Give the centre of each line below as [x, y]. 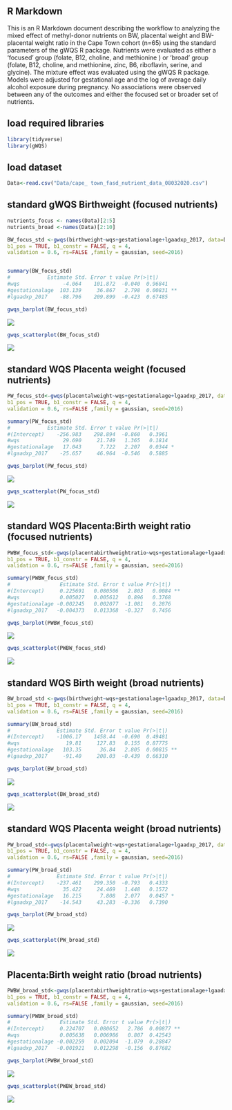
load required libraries [56, 124]
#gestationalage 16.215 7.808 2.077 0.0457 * [91, 895]
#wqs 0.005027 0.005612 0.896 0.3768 [89, 597]
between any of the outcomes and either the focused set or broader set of [113, 94]
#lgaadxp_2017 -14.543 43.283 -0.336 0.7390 [88, 902]
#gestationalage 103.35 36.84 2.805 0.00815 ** [92, 750]
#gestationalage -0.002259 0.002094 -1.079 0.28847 [89, 1042]
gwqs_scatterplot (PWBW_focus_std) [57, 648]
